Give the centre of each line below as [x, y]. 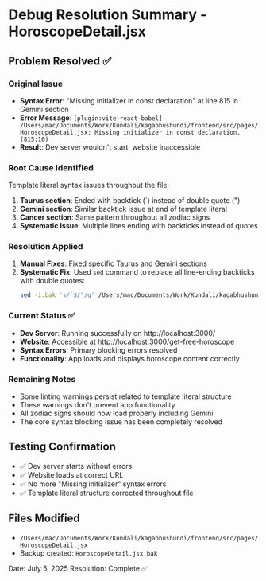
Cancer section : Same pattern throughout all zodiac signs [115, 217]
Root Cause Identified [51, 167]
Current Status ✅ [42, 316]
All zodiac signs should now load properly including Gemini [116, 413]
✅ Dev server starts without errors [76, 466]
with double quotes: [52, 281]
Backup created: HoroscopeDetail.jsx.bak [89, 553]
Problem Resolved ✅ [60, 61]
